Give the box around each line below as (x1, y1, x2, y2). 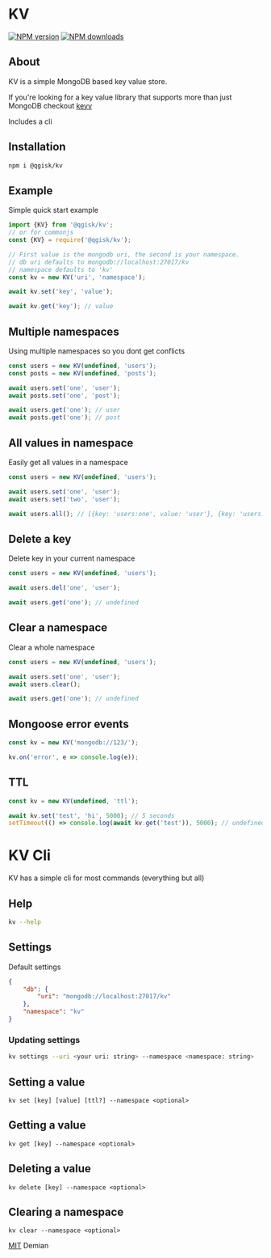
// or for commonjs (8, 228, 74, 237)
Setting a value (8, 1075, 85, 1089)
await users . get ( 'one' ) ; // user (8, 406, 121, 414)
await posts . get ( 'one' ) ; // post (8, 413, 121, 421)
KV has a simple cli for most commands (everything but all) (8, 873, 205, 883)
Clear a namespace (8, 621, 108, 635)
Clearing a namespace (8, 1205, 124, 1218)
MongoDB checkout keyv (8, 100, 93, 110)
